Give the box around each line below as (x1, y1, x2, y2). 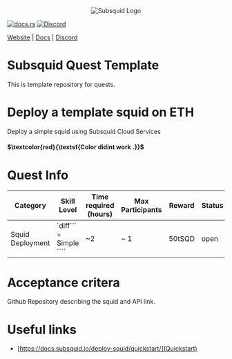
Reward (168, 201, 195, 211)
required (86, 201, 115, 211)
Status (201, 201, 224, 211)
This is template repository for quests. (7, 80, 115, 88)
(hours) (87, 209, 113, 219)
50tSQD (168, 234, 195, 244)
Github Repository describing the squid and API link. (7, 298, 155, 306)
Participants (120, 205, 162, 215)
